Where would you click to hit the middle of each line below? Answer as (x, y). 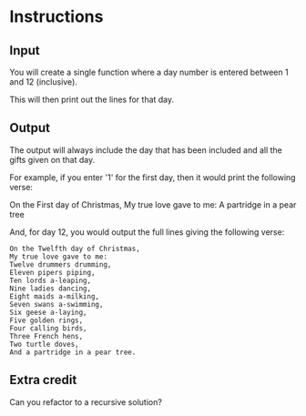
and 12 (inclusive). (43, 82)
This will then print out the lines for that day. (92, 99)
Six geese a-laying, (49, 312)
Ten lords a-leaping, (51, 280)
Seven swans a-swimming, (56, 304)
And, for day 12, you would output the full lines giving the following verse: (147, 232)
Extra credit (43, 380)
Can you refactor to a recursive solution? (86, 401)
